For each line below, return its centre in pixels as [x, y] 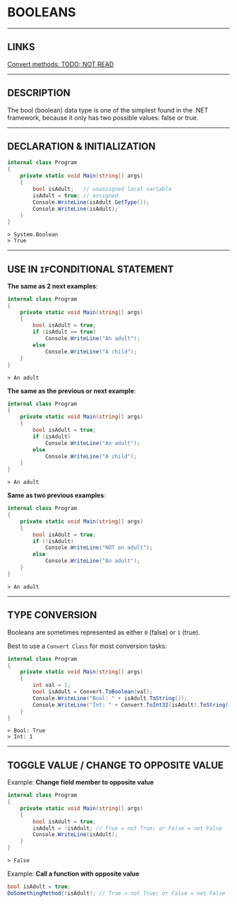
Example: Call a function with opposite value [73, 874]
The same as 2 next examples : [53, 286]
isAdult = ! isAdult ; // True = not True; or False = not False [127, 828]
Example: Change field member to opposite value [80, 782]
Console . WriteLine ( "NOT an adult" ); [99, 548]
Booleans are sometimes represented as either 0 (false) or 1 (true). [104, 632]
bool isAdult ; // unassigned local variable [102, 189]
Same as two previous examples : [56, 495]
